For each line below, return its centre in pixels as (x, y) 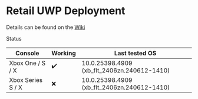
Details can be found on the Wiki (46, 27)
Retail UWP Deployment (66, 11)
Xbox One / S (27, 63)
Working (64, 53)
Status (14, 38)
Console (27, 53)
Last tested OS (135, 53)
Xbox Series (26, 80)
